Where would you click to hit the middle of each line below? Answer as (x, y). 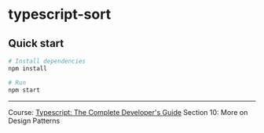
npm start (24, 90)
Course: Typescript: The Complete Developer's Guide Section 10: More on (128, 112)
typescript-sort (60, 14)
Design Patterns (34, 120)
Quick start (36, 43)
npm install (27, 68)
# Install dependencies (47, 61)
